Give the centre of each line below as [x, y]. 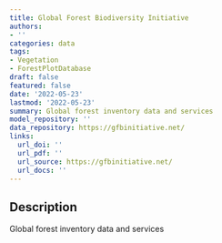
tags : [20, 52]
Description [43, 207]
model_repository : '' [50, 119]
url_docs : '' [42, 170]
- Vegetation [34, 60]
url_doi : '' [40, 145]
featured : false [40, 86]
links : [22, 137]
